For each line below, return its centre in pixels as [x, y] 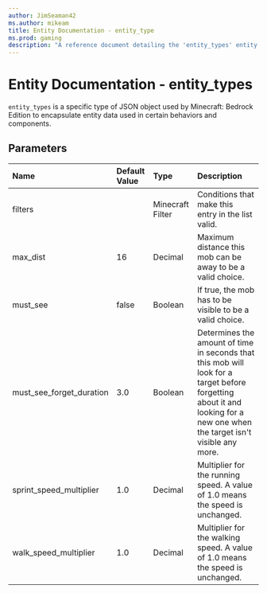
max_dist [29, 257]
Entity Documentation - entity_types [130, 85]
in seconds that [226, 353]
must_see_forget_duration [60, 392]
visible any [217, 442]
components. [30, 123]
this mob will [221, 362]
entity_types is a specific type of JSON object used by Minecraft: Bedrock [131, 107]
